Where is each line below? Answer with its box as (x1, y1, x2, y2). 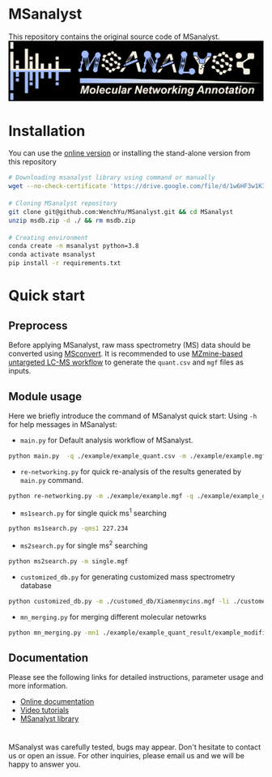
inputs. (8, 366, 32, 376)
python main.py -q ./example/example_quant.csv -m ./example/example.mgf (8, 451, 266, 460)
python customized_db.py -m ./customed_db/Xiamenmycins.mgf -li (8, 597, 230, 605)
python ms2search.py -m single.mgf (8, 557, 129, 566)
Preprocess (8, 318, 68, 332)
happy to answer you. (8, 759, 81, 770)
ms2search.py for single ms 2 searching (19, 540, 148, 550)
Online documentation (19, 697, 95, 707)
